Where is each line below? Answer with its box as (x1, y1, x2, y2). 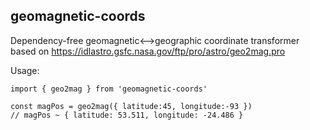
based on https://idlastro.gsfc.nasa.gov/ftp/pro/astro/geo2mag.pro (10, 45, 286, 57)
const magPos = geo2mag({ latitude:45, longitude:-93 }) (10, 101, 253, 111)
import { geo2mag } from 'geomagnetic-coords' (10, 84, 208, 94)
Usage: (10, 64, 40, 76)
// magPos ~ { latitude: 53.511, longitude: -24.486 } (10, 110, 244, 120)
